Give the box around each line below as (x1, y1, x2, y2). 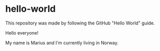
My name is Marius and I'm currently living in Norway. (5, 39, 119, 46)
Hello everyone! (5, 30, 39, 36)
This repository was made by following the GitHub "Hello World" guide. (5, 20, 155, 26)
